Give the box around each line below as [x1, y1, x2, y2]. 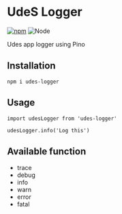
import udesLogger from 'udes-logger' [7, 115, 117, 122]
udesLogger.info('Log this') [7, 127, 90, 134]
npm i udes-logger [7, 78, 59, 85]
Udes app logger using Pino [7, 40, 85, 48]
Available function [7, 145, 87, 157]
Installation [7, 60, 56, 72]
